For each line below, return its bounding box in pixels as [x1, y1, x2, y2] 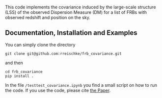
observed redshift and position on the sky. [5, 15, 91, 20]
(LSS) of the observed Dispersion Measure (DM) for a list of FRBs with [5, 9, 147, 15]
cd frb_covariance [5, 69, 43, 74]
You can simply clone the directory [5, 42, 76, 48]
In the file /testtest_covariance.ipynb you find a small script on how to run [5, 82, 157, 88]
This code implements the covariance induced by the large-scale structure [5, 4, 156, 10]
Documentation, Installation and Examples [5, 29, 137, 37]
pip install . [5, 73, 34, 78]
